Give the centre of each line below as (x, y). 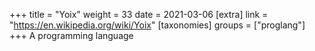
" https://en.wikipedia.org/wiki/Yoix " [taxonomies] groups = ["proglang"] (157, 25)
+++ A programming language (71, 35)
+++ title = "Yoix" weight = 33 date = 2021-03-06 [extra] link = (139, 14)
